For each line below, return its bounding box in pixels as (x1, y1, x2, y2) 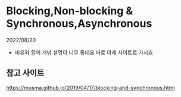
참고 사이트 (6, 68, 45, 78)
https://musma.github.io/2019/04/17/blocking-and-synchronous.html (6, 84, 175, 91)
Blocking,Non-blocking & (6, 4, 133, 18)
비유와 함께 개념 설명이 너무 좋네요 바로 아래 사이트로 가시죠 (14, 49, 154, 56)
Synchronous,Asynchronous (6, 17, 152, 30)
